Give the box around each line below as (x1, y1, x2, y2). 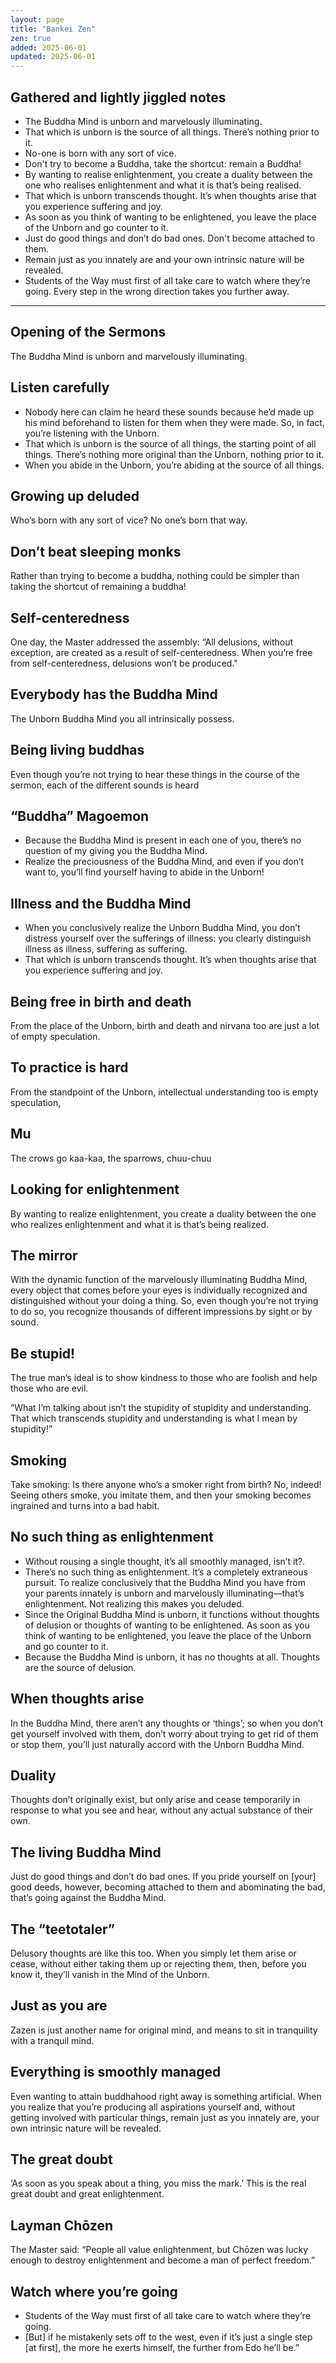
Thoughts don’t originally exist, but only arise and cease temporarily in (10, 1794, 301, 1806)
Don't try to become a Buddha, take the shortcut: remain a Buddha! (24, 157, 302, 170)
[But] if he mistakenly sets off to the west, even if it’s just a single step (24, 2331, 313, 2343)
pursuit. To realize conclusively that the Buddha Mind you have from (24, 1576, 306, 1588)
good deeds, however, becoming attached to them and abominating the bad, (10, 1881, 326, 1893)
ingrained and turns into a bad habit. (10, 1499, 160, 1511)
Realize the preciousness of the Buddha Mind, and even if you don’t (24, 856, 305, 868)
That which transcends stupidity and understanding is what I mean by (10, 1412, 298, 1425)
